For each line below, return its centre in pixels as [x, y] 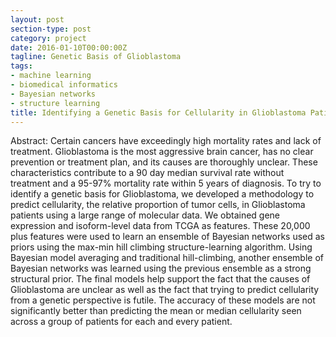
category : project [48, 38]
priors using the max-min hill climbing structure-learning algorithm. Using [161, 247]
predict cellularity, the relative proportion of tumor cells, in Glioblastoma [158, 205]
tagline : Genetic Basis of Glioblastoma [96, 57]
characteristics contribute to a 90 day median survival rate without [147, 173]
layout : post [37, 19]
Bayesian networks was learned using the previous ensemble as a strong [161, 268]
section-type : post [51, 29]
